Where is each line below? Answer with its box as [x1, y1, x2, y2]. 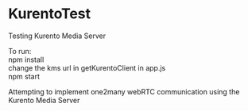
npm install [8, 55, 45, 64]
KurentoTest [8, 5, 91, 23]
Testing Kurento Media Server [8, 31, 106, 40]
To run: [8, 46, 32, 55]
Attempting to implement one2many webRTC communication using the [8, 86, 240, 96]
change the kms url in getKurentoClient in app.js [8, 63, 166, 72]
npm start [8, 71, 41, 81]
